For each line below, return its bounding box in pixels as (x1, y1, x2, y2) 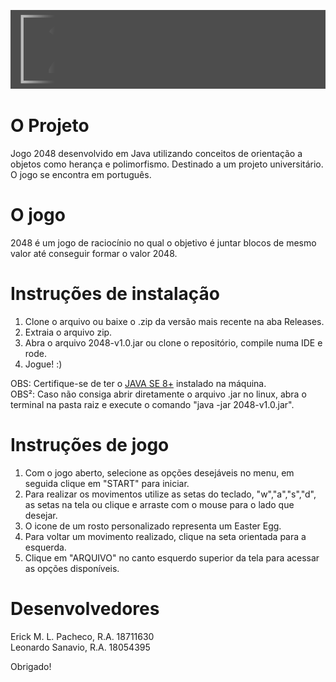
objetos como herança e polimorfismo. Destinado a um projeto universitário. (10, 158, 324, 170)
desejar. (24, 509, 58, 521)
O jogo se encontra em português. (10, 168, 152, 180)
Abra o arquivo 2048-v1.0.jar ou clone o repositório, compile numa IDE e (24, 336, 323, 349)
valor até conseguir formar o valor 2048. (10, 247, 178, 259)
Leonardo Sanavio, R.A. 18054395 (10, 641, 151, 653)
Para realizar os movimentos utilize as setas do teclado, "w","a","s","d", (24, 488, 317, 500)
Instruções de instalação (10, 283, 221, 305)
